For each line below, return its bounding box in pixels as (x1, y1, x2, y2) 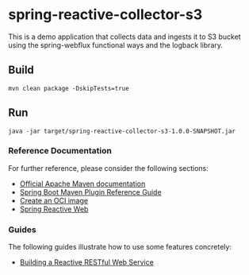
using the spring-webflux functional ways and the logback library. (8, 40, 224, 49)
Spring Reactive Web (19, 204, 89, 214)
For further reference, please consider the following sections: (8, 163, 209, 172)
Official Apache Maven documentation (19, 179, 146, 188)
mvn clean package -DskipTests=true (8, 84, 129, 92)
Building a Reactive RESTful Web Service (19, 258, 155, 267)
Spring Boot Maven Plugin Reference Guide (19, 187, 162, 196)
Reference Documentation (8, 145, 113, 157)
